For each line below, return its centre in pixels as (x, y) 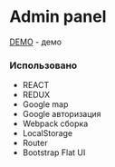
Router (35, 143)
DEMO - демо (35, 42)
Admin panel (58, 17)
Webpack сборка (55, 123)
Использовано (43, 65)
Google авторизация (62, 114)
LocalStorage (48, 133)
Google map (45, 104)
